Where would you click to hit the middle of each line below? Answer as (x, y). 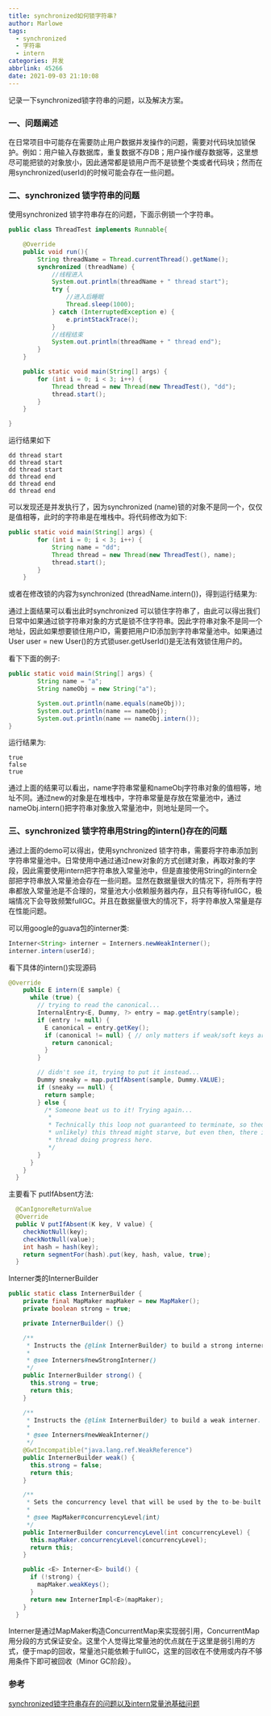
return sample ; (69, 1095)
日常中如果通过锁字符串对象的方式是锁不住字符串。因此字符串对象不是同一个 (135, 621)
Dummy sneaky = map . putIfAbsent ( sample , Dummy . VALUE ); (131, 1080)
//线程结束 (67, 335)
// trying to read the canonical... (99, 1006)
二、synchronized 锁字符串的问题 (74, 195)
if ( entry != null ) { (74, 1020)
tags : (17, 31)
